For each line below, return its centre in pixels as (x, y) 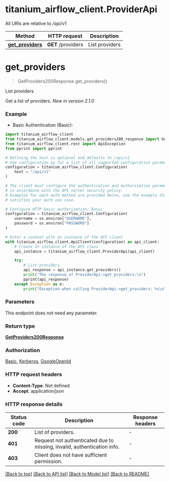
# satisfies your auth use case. (40, 200)
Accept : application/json (38, 391)
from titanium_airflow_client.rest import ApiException (65, 144)
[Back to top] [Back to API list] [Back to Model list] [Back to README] (77, 474)
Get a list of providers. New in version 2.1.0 (50, 101)
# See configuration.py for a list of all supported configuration (78, 163)
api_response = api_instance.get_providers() (72, 270)
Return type (20, 326)
